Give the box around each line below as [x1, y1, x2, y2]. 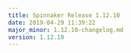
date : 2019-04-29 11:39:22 [8, 19, 96, 26]
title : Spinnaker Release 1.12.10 [8, 11, 121, 19]
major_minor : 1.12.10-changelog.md [8, 26, 124, 34]
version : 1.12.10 [8, 33, 65, 41]
